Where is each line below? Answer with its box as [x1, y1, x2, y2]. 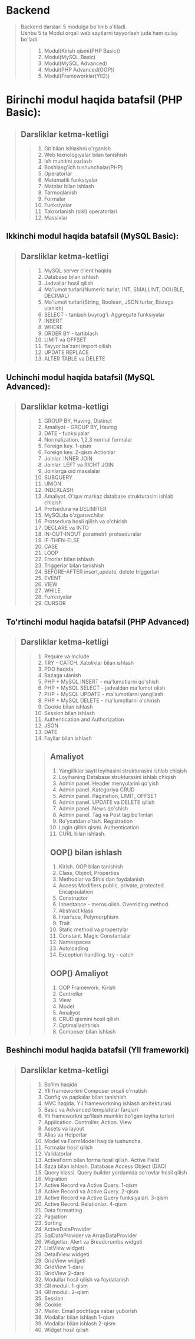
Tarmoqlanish [44, 189, 78, 196]
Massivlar [44, 214, 68, 221]
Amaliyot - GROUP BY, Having [44, 424, 117, 431]
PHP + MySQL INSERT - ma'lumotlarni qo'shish [44, 678, 159, 685]
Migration [44, 1176, 68, 1183]
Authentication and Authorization [44, 716, 125, 723]
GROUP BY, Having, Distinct [44, 417, 112, 424]
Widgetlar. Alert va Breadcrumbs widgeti [44, 1238, 143, 1245]
